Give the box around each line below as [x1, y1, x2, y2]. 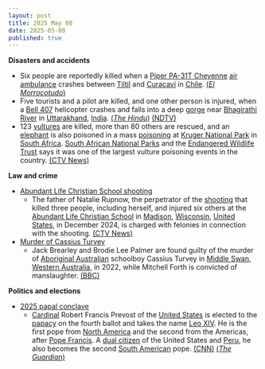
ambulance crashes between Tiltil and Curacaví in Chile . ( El [19, 80, 215, 89]
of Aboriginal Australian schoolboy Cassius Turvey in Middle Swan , [31, 254, 252, 263]
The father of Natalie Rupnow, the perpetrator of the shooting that [31, 195, 248, 204]
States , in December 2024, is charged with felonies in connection [31, 220, 247, 230]
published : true [8, 33, 62, 42]
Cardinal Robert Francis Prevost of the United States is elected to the [31, 310, 258, 320]
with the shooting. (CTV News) [31, 228, 133, 239]
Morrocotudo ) [19, 88, 66, 98]
